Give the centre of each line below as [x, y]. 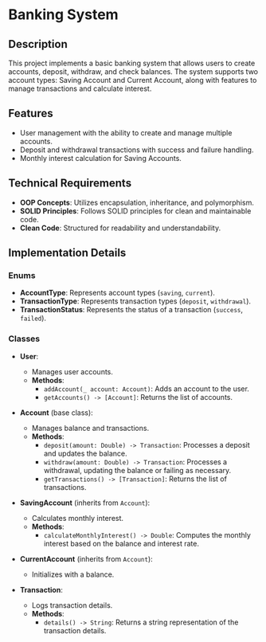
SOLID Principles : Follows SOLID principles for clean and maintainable [135, 211]
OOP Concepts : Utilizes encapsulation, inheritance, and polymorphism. [137, 202]
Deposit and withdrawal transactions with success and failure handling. [137, 150]
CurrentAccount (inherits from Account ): [86, 558]
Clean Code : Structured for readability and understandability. [120, 228]
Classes [24, 339]
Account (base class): [56, 413]
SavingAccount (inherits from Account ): [85, 503]
